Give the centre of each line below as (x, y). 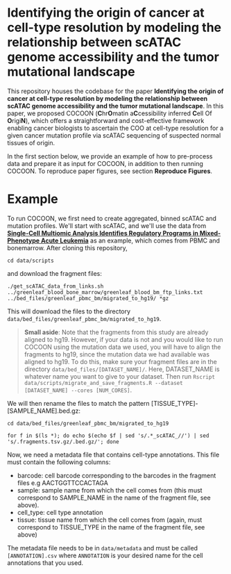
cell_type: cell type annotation (60, 512)
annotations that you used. (45, 563)
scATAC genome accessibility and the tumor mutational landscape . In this (115, 106)
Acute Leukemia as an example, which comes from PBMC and (130, 240)
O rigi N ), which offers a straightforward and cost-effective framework (106, 120)
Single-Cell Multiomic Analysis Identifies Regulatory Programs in (103, 233)
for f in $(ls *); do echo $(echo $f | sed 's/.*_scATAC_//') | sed (108, 436)
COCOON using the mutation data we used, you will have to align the (122, 347)
